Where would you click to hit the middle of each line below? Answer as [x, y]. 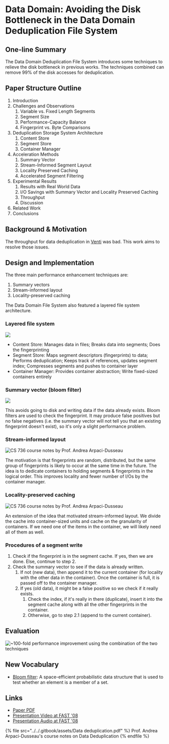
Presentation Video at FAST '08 [45, 716]
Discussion [32, 202]
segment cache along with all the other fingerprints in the [88, 604]
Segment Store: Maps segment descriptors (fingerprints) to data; [80, 355]
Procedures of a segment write [44, 545]
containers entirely [32, 377]
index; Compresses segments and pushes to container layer [75, 366]
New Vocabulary [32, 665]
